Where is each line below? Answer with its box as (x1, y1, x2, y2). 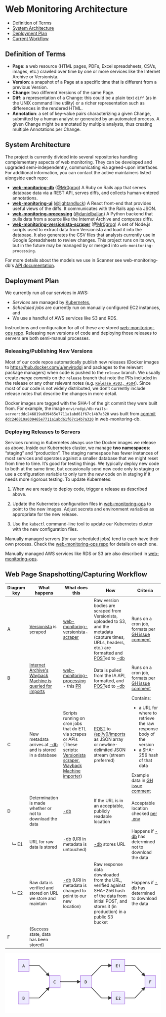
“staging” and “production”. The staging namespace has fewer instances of (5, 450, 159, 456)
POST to (93, 726, 111, 732)
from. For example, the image (5, 405, 65, 411)
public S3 (93, 914, 114, 919)
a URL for (139, 705, 158, 711)
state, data (29, 931, 51, 937)
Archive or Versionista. (12, 73, 59, 80)
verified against (93, 882, 125, 888)
